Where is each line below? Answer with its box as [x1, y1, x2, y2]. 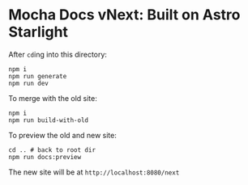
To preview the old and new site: [8, 130, 118, 140]
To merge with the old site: [8, 93, 97, 103]
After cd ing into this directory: [8, 49, 108, 59]
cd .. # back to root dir [8, 145, 96, 154]
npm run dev [8, 79, 49, 87]
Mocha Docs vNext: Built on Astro [8, 6, 241, 24]
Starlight [8, 23, 69, 41]
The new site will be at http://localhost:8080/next [8, 167, 180, 177]
